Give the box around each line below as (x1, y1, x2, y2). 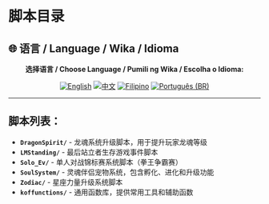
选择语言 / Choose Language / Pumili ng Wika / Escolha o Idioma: (25, 65, 244, 74)
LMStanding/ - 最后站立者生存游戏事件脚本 (19, 147, 159, 157)
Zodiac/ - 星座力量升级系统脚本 (19, 177, 123, 186)
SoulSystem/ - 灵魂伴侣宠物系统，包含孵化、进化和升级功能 (19, 167, 215, 177)
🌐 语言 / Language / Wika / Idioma (8, 42, 179, 55)
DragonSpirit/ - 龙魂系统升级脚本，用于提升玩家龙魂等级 (19, 137, 208, 146)
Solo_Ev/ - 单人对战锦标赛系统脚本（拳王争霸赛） (19, 157, 183, 166)
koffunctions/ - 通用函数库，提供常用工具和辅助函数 (19, 187, 194, 197)
